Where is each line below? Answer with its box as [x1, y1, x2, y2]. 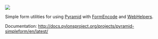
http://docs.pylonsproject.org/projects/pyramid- [38, 23, 135, 29]
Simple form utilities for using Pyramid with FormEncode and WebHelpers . [5, 14, 154, 19]
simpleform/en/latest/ [5, 28, 49, 34]
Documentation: [5, 23, 37, 29]
